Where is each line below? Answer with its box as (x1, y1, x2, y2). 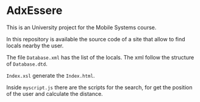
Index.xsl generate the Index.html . (6, 72, 95, 79)
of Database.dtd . (6, 60, 48, 67)
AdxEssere (6, 4, 63, 18)
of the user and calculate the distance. (6, 90, 103, 97)
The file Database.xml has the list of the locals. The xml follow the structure (6, 53, 195, 61)
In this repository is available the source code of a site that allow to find (6, 35, 185, 42)
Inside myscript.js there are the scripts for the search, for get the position (6, 83, 193, 91)
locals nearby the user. (6, 42, 64, 49)
